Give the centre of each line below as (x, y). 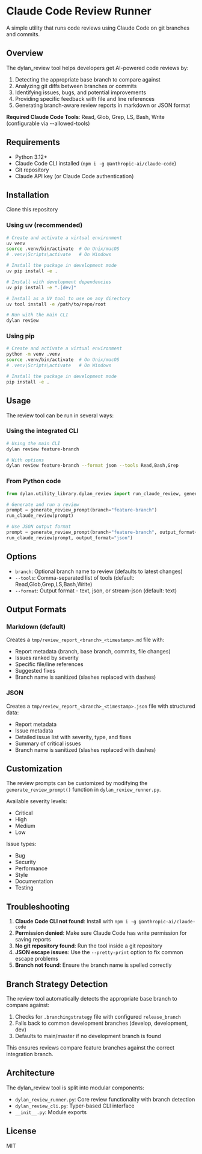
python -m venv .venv (33, 354)
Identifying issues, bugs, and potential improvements (80, 92)
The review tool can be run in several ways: (60, 415)
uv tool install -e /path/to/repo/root (56, 304)
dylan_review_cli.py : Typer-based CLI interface (75, 1106)
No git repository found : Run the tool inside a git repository (89, 946)
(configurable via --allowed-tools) (48, 123)
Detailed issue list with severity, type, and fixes (73, 737)
